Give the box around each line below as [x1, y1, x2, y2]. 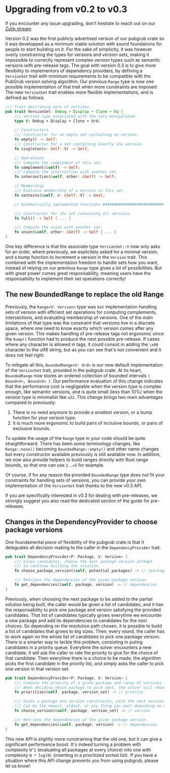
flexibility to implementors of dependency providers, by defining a [5, 67, 143, 74]
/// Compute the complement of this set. [14, 160, 103, 165]
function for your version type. [12, 415, 76, 421]
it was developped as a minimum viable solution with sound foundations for [5, 40, 162, 47]
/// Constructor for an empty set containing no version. [14, 132, 139, 138]
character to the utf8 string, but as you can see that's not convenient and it [5, 346, 161, 352]
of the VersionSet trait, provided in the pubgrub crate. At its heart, [5, 367, 142, 373]
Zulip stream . [5, 25, 33, 31]
